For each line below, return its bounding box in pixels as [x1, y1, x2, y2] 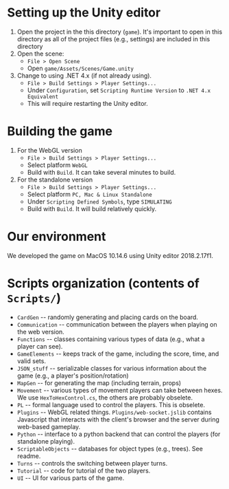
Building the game [7, 124, 113, 139]
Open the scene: [16, 50, 64, 58]
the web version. [16, 327, 65, 336]
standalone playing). [16, 437, 75, 445]
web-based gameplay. [16, 422, 81, 431]
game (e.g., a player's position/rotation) [16, 371, 129, 380]
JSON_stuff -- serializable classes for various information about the [16, 364, 207, 372]
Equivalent [27, 93, 59, 100]
